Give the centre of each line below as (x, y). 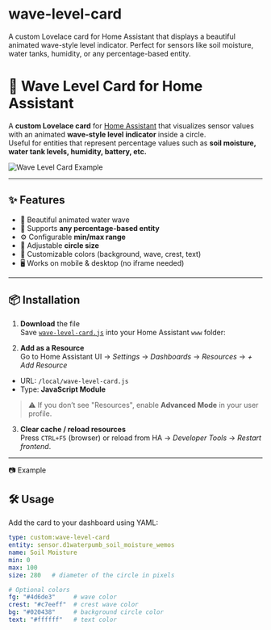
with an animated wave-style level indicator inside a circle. (107, 134)
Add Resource (44, 365)
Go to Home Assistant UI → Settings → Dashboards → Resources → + (136, 356)
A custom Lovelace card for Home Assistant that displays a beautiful (122, 36)
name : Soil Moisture (43, 553)
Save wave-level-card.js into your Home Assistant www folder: (123, 332)
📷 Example (27, 470)
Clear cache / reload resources (73, 429)
